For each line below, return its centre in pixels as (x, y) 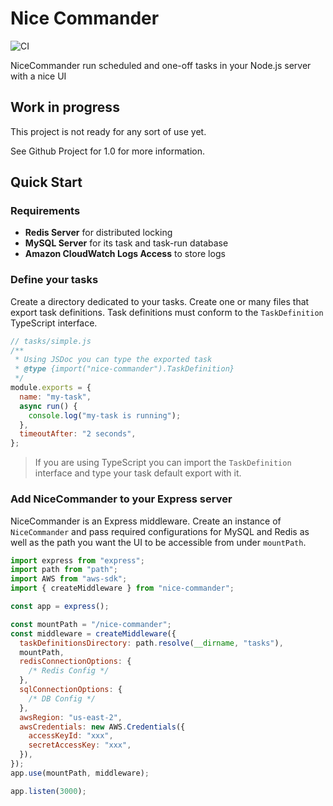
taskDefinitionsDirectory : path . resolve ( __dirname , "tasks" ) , (151, 643)
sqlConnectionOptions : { (71, 690)
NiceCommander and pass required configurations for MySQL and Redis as (160, 531)
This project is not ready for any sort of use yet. (108, 131)
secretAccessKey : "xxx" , (80, 745)
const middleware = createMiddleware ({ (93, 633)
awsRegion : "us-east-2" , (71, 717)
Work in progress (65, 107)
